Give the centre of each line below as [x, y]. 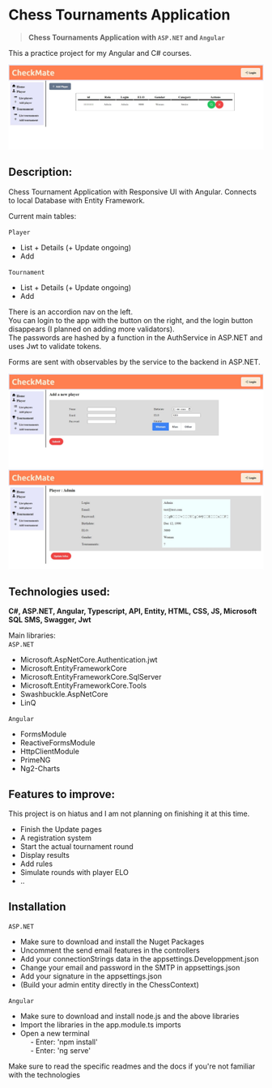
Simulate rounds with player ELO [74, 873]
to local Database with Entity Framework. [77, 200]
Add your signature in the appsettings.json [91, 976]
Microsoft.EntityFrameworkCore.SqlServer [91, 677]
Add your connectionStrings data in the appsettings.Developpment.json [139, 959]
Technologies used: [59, 592]
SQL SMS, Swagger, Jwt [50, 620]
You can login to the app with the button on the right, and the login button [131, 320]
